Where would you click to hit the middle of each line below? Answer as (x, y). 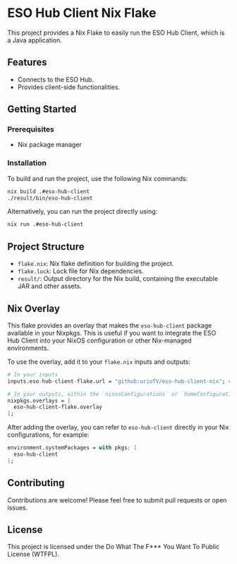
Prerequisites (31, 130)
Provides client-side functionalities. (69, 87)
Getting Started (42, 109)
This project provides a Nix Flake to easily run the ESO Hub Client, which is (116, 33)
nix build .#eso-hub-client (49, 191)
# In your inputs (33, 374)
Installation (27, 163)
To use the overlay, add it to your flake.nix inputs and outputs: (99, 362)
